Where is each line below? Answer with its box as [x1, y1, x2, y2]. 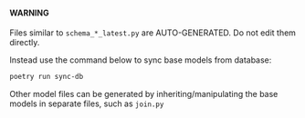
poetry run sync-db [9, 73, 84, 82]
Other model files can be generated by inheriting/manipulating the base [9, 89, 279, 100]
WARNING [9, 7, 49, 18]
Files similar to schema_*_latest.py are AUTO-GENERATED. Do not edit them [9, 27, 297, 38]
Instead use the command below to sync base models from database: [9, 54, 272, 65]
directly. [9, 37, 40, 48]
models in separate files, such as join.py [9, 98, 164, 109]
